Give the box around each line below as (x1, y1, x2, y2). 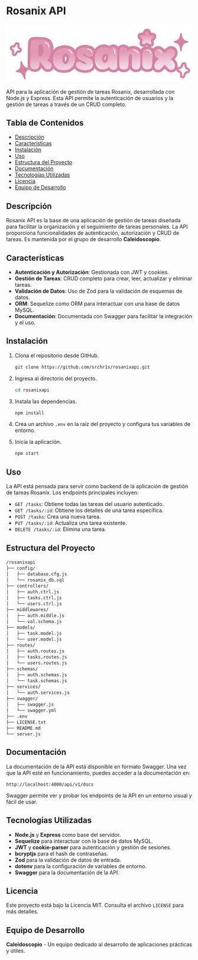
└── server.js (6, 731, 41, 737)
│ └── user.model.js (6, 636, 62, 642)
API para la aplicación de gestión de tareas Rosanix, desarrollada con (6, 88, 175, 95)
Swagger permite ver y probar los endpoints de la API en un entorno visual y (6, 792, 192, 799)
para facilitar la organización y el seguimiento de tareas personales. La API (6, 223, 188, 231)
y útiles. (6, 947, 25, 955)
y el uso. (14, 319, 36, 327)
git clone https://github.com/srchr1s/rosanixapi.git (14, 364, 150, 370)
